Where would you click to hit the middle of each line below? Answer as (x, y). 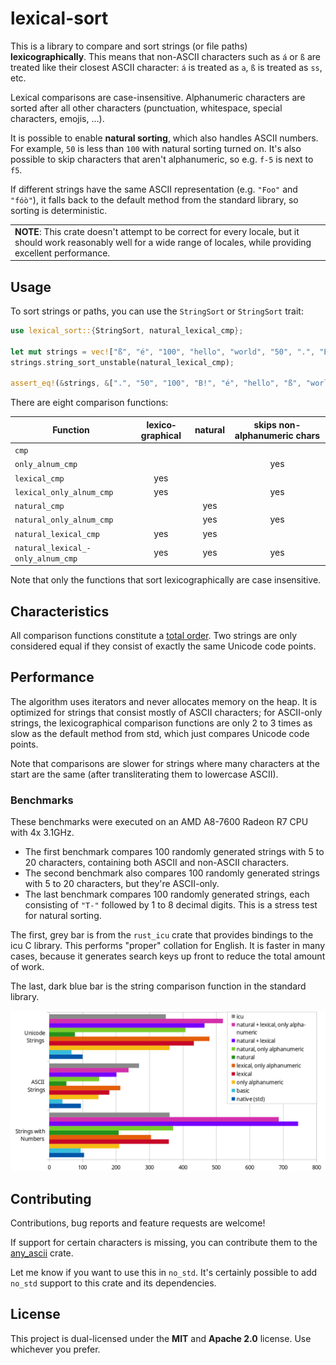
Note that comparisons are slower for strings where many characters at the (165, 763)
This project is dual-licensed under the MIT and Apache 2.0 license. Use (161, 1338)
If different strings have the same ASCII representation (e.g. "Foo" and (154, 189)
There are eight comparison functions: (89, 403)
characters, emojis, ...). (57, 118)
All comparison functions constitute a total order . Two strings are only (154, 636)
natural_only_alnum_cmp (64, 520)
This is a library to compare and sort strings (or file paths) (129, 46)
